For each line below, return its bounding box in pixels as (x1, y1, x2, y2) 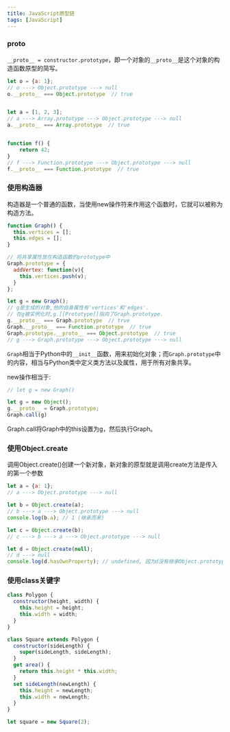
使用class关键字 (7, 576, 60, 585)
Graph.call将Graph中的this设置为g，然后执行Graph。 (7, 425, 157, 433)
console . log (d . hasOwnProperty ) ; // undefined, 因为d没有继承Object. (7, 558, 201, 565)
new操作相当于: (7, 373, 51, 381)
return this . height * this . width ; (19, 668, 118, 675)
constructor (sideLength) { (13, 642, 90, 649)
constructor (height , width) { (13, 598, 99, 605)
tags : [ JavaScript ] (7, 16, 63, 23)
